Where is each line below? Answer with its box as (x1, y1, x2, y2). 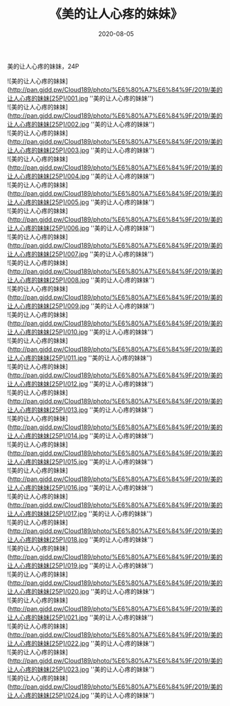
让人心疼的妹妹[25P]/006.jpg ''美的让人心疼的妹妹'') (7, 224, 155, 232)
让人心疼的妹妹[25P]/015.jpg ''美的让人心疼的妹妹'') (7, 458, 153, 466)
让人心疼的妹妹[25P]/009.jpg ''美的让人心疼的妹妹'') (7, 302, 155, 310)
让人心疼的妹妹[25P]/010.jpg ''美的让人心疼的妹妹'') (7, 327, 154, 336)
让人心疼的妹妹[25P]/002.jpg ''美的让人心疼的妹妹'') (7, 120, 155, 128)
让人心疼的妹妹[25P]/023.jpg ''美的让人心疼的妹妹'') (7, 665, 155, 673)
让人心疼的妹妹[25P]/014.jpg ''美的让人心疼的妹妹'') (7, 431, 154, 440)
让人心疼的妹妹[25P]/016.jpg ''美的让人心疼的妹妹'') (7, 483, 154, 491)
